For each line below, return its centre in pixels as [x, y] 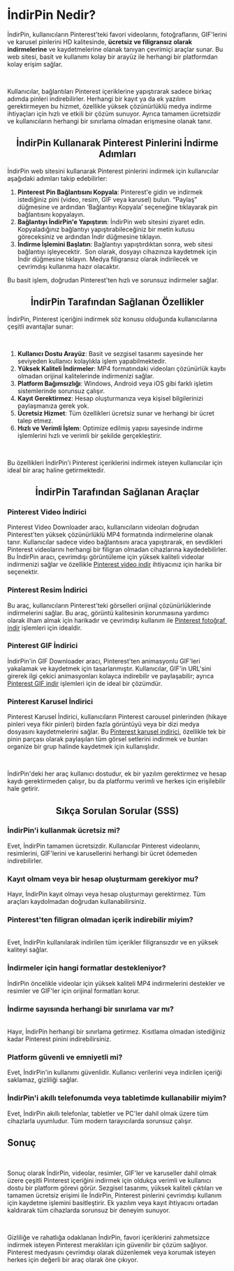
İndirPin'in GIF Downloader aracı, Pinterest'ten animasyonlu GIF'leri [104, 661]
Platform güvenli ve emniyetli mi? [65, 1057]
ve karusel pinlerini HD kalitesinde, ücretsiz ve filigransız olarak [100, 41]
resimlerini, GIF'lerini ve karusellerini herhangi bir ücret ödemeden [102, 853]
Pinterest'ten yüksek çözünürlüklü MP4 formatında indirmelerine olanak [110, 535]
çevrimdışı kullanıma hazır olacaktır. [68, 266]
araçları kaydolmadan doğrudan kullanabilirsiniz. [77, 902]
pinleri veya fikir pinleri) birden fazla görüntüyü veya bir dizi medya [103, 724]
